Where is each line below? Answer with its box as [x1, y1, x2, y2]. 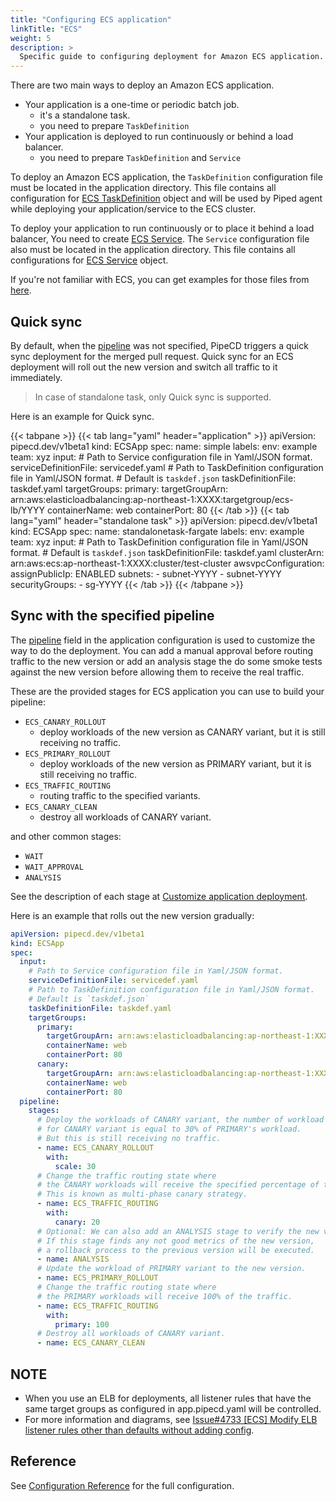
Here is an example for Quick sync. [10, 410, 155, 422]
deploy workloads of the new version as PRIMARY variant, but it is [39, 757, 312, 770]
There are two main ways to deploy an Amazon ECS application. [10, 79, 275, 91]
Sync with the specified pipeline [10, 607, 215, 625]
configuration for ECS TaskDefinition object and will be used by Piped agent [10, 192, 323, 205]
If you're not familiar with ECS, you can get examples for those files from [10, 274, 310, 286]
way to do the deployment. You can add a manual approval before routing [10, 644, 314, 656]
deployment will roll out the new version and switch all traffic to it [10, 361, 278, 373]
